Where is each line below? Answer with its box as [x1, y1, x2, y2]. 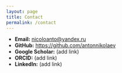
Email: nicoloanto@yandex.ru [14, 36, 86, 43]
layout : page [6, 8, 38, 15]
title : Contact [6, 14, 43, 20]
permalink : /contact [6, 19, 57, 25]
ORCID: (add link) [14, 54, 57, 62]
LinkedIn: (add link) [14, 61, 63, 68]
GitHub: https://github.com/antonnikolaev [14, 42, 116, 49]
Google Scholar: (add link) [14, 48, 79, 55]
